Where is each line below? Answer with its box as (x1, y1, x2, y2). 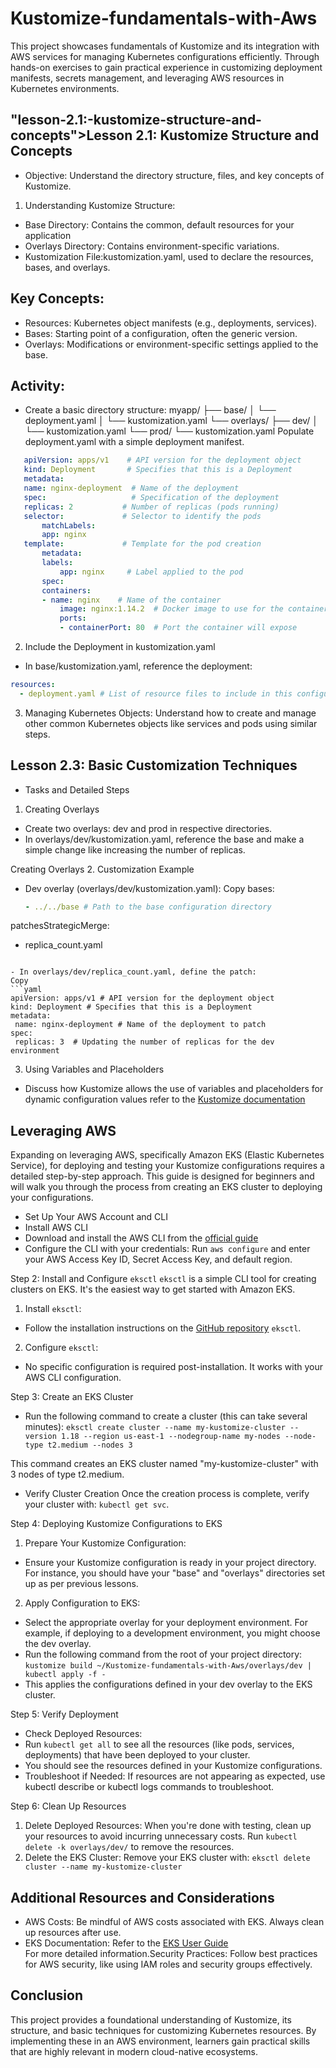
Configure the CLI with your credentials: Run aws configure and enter (24, 1243, 311, 1255)
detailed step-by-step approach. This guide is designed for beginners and (10, 1170, 315, 1182)
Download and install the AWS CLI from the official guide (24, 1232, 259, 1244)
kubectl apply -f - (24, 1670, 107, 1680)
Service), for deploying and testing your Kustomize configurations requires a (10, 1160, 325, 1172)
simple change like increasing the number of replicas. (24, 843, 246, 856)
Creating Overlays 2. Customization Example (10, 863, 195, 875)
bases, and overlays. (24, 261, 111, 273)
